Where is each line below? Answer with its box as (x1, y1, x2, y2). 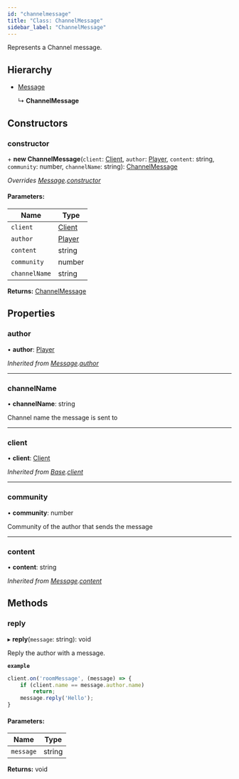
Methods (7, 597, 48, 610)
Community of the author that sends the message (7, 522, 153, 530)
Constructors (7, 117, 68, 129)
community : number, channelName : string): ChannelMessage (7, 162, 178, 171)
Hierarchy (7, 63, 53, 75)
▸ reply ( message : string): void (7, 634, 91, 643)
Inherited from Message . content (7, 576, 102, 585)
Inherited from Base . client (7, 468, 84, 476)
